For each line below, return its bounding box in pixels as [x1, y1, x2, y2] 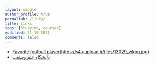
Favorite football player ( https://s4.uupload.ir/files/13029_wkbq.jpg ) [12, 48, 149, 55]
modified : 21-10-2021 [5, 30, 50, 35]
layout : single [5, 7, 37, 12]
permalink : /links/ [5, 16, 46, 21]
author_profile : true [5, 12, 50, 17]
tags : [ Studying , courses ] [5, 26, 61, 31]
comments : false [5, 35, 39, 40]
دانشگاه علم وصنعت [12, 54, 50, 60]
